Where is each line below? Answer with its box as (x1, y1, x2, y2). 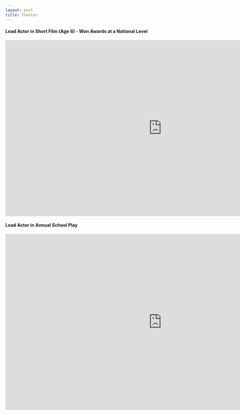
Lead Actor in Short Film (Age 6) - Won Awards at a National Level (5, 28, 148, 34)
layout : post (5, 7, 33, 13)
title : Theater (5, 12, 38, 17)
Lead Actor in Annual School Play (5, 222, 78, 228)
